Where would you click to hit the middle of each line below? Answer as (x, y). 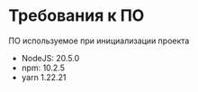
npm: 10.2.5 (43, 68)
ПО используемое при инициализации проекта (99, 41)
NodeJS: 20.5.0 (50, 58)
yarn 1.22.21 (44, 77)
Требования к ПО (76, 16)
